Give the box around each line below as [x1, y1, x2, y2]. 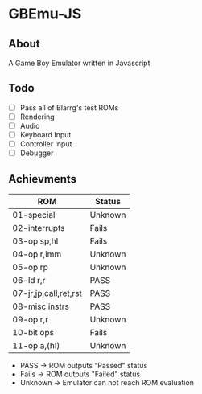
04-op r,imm [12, 248, 62, 260]
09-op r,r [12, 314, 49, 325]
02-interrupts [12, 223, 65, 233]
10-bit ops [12, 327, 55, 338]
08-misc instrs [12, 301, 70, 312]
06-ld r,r [12, 275, 46, 285]
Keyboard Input [19, 130, 72, 139]
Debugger [19, 148, 54, 158]
